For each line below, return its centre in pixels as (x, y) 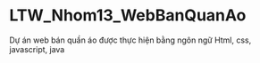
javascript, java (37, 49)
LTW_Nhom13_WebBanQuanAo (128, 16)
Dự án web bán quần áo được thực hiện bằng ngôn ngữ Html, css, (130, 40)
